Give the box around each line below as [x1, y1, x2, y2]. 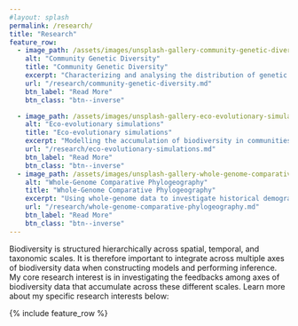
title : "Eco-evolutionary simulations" [25, 128, 173, 138]
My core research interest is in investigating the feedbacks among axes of [9, 272, 280, 282]
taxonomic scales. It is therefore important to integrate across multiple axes [9, 252, 286, 263]
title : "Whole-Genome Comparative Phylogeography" [25, 186, 216, 195]
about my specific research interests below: [9, 290, 169, 301]
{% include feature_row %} [9, 307, 108, 318]
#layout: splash [9, 12, 69, 22]
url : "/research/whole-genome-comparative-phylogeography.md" [25, 203, 260, 211]
